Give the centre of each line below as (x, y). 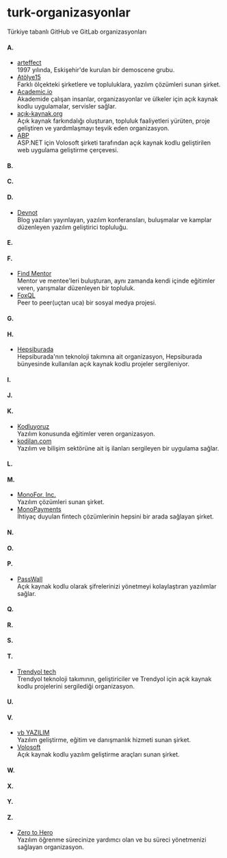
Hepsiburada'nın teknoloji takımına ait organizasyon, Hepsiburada (109, 357)
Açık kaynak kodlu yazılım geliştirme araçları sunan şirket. (98, 754)
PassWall (30, 579)
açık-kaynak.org (40, 114)
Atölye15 (29, 78)
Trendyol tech (37, 671)
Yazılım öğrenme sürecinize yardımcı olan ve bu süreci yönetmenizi (111, 840)
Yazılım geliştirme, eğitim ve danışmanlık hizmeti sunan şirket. (104, 740)
